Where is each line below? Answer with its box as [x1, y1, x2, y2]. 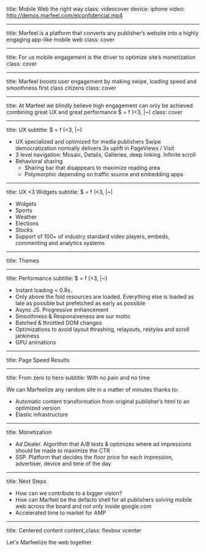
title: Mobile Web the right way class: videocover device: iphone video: [6, 6, 185, 12]
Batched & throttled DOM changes [15, 319, 102, 326]
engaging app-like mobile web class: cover [6, 36, 115, 43]
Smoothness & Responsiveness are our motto [15, 313, 131, 320]
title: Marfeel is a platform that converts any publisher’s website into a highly [6, 29, 199, 36]
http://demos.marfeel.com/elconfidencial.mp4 [6, 12, 123, 19]
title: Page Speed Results [6, 356, 70, 363]
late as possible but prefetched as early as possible [15, 300, 145, 306]
